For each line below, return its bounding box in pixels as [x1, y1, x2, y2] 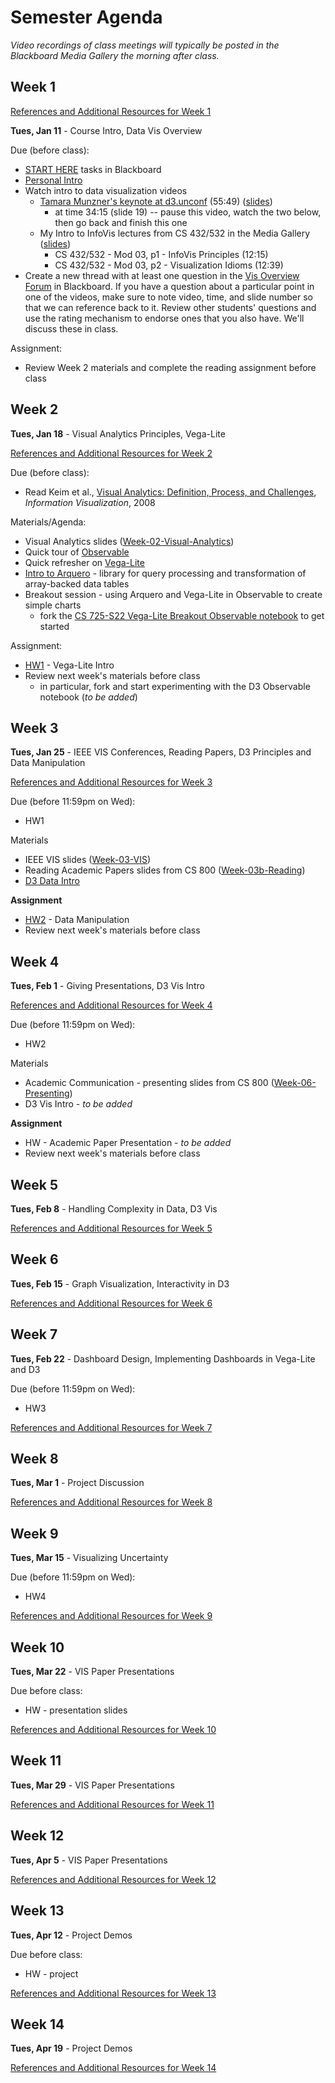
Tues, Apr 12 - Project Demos [10, 1929, 133, 1941]
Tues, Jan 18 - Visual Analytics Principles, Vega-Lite [10, 427, 226, 440]
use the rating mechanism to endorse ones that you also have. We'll [24, 312, 305, 324]
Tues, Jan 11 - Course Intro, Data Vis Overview [10, 124, 203, 136]
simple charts [24, 599, 82, 611]
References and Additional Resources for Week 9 [10, 1610, 213, 1622]
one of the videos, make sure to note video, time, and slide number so [24, 291, 313, 303]
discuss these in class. [24, 322, 119, 335]
